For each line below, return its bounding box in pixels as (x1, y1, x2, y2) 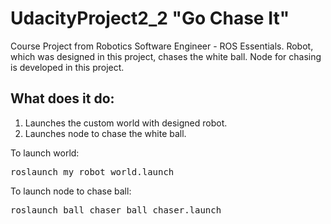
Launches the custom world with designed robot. (24, 117, 228, 129)
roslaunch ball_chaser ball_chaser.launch (10, 204, 222, 216)
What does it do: (10, 90, 115, 107)
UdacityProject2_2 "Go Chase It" (10, 7, 290, 30)
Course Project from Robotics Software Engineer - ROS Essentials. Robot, (10, 40, 314, 52)
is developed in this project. (10, 61, 125, 73)
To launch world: (10, 147, 80, 159)
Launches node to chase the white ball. (24, 127, 187, 139)
